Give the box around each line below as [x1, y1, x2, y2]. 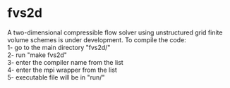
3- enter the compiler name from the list [7, 58, 123, 66]
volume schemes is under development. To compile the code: [7, 35, 187, 44]
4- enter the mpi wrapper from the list [7, 65, 118, 74]
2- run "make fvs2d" [7, 51, 67, 59]
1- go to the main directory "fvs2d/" [7, 43, 111, 51]
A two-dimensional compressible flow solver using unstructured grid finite [7, 28, 223, 37]
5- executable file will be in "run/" [7, 73, 105, 82]
